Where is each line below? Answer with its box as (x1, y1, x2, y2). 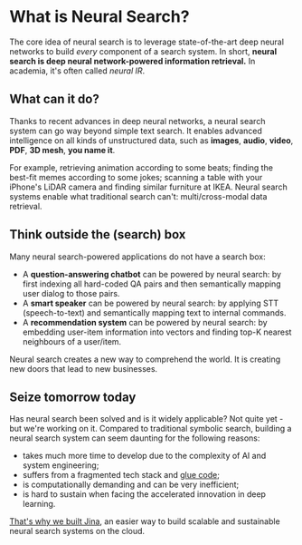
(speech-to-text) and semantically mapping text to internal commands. (22, 307, 287, 318)
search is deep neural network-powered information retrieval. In (9, 55, 256, 66)
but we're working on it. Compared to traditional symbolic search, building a (9, 423, 292, 434)
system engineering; (22, 460, 99, 471)
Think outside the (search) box (9, 227, 186, 242)
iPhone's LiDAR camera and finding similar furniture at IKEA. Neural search (9, 181, 288, 192)
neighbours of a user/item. (22, 336, 122, 346)
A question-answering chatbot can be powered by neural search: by (22, 268, 282, 279)
